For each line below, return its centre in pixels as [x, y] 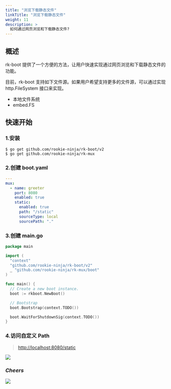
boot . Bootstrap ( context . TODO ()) [45, 308]
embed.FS [24, 105]
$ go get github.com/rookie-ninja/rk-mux [50, 154]
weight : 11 [17, 20]
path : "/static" [36, 212]
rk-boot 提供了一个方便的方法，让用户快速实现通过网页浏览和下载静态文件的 [85, 64]
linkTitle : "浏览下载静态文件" [36, 15]
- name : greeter [27, 188]
